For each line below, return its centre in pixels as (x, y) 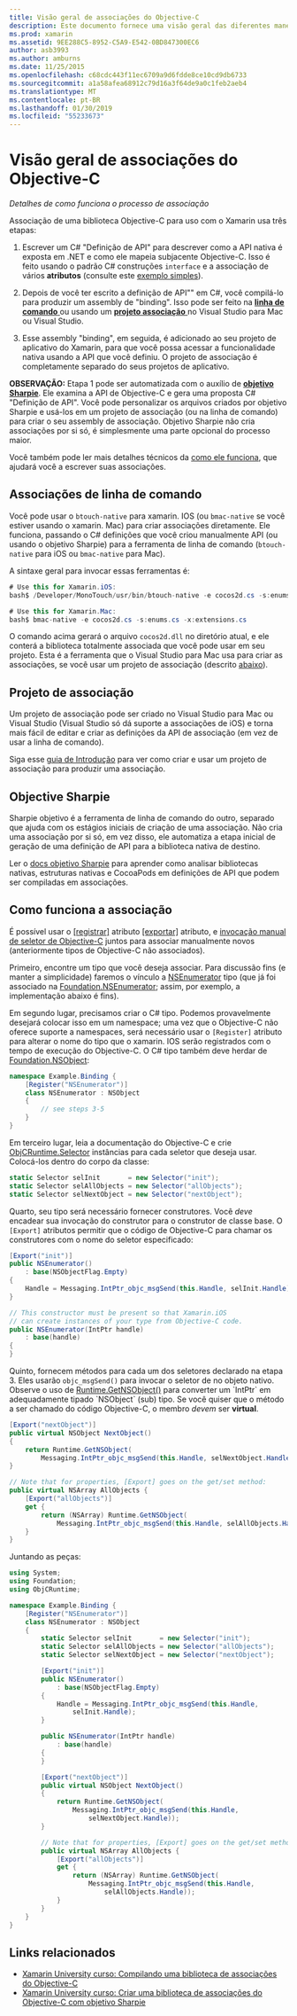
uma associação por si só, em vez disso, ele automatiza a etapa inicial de (142, 837)
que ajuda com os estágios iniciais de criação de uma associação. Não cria (146, 827)
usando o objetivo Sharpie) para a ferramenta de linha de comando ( (134, 544)
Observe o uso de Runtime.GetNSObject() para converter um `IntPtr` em (140, 1390)
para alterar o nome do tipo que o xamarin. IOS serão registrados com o (140, 1041)
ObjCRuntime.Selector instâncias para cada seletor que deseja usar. (133, 1152)
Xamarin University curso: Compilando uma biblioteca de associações (149, 1974)
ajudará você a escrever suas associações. (88, 467)
